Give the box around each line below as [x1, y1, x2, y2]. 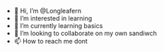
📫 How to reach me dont [13, 37, 88, 45]
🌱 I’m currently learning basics [13, 22, 103, 30]
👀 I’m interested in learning [13, 14, 93, 22]
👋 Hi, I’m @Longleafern [13, 7, 81, 15]
